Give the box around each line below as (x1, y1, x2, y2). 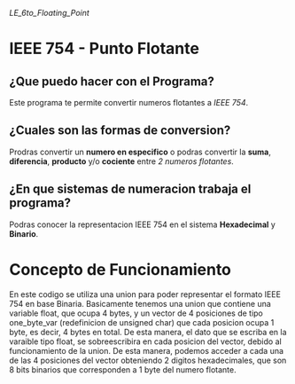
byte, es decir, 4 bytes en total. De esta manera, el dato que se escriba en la (9, 326, 287, 337)
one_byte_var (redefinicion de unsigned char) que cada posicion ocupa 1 (9, 317, 275, 327)
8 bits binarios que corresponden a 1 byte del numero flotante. (9, 364, 237, 375)
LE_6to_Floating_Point (9, 8, 90, 18)
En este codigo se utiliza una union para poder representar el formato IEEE (9, 288, 282, 300)
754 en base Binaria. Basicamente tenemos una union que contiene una (9, 298, 272, 309)
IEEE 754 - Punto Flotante (9, 39, 199, 59)
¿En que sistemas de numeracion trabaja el (9, 182, 252, 197)
